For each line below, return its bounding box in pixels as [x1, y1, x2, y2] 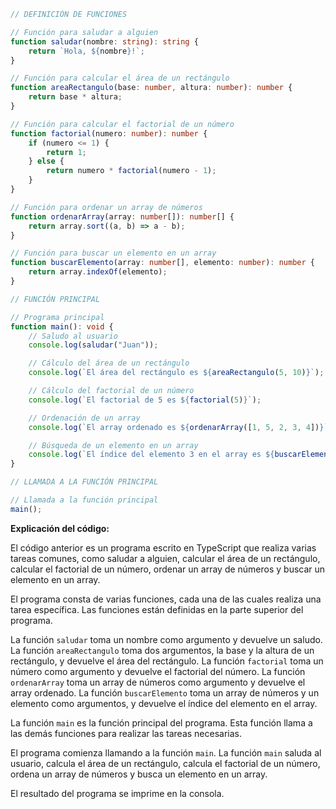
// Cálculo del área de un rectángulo [28, 358, 190, 369]
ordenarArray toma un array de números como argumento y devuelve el [10, 676, 306, 688]
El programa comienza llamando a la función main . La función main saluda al [10, 746, 322, 759]
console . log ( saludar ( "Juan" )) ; [28, 340, 159, 350]
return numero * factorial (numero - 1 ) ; [46, 166, 217, 176]
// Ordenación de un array [28, 413, 141, 423]
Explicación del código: [10, 522, 110, 534]
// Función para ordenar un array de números [10, 202, 203, 212]
